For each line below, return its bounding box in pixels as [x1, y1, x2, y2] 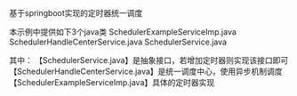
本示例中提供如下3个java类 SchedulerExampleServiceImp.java [9, 27, 237, 37]
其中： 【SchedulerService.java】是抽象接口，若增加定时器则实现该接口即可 [9, 55, 289, 65]
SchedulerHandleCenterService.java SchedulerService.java [9, 36, 228, 47]
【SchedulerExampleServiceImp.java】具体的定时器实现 [9, 77, 215, 87]
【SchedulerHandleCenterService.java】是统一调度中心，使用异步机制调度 [9, 66, 283, 76]
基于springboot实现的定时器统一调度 [9, 8, 143, 18]
